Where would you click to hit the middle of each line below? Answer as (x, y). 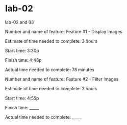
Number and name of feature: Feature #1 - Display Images (64, 31)
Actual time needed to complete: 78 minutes (50, 70)
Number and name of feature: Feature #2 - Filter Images (62, 79)
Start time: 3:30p (22, 50)
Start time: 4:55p (22, 98)
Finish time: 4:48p (23, 60)
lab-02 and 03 (20, 22)
